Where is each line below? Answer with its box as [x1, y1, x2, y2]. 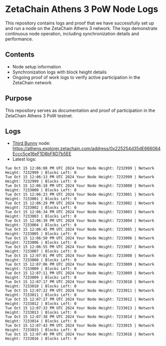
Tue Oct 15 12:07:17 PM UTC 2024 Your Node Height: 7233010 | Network [5, 280, 155, 285]
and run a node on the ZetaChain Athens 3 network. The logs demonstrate [5, 25, 158, 31]
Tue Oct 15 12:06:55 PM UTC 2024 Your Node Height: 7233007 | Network [5, 245, 155, 250]
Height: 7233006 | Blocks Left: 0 [5, 240, 77, 245]
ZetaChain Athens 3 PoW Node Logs [5, 3, 159, 15]
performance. [5, 36, 33, 42]
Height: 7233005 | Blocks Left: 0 [5, 231, 77, 237]
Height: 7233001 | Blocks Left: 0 [5, 196, 77, 202]
